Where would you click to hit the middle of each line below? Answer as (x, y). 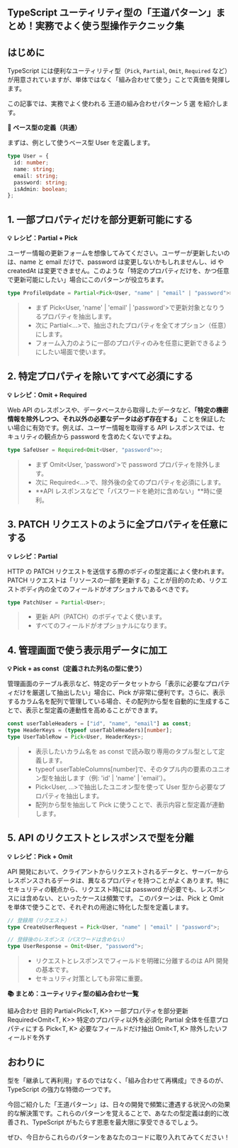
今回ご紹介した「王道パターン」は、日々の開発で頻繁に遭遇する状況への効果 (119, 1104)
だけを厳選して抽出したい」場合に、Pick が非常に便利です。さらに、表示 (119, 692)
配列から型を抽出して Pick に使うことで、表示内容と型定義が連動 (130, 805)
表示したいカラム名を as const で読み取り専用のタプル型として (127, 751)
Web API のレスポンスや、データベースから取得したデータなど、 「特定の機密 (118, 409)
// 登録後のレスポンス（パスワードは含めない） (67, 940)
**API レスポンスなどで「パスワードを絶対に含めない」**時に (125, 491)
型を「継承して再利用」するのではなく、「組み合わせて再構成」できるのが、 (118, 1080)
